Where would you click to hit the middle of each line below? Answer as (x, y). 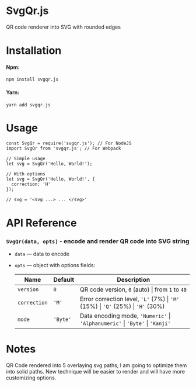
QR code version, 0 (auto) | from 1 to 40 (133, 289)
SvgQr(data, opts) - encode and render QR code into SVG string (98, 241)
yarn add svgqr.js (28, 105)
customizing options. (31, 378)
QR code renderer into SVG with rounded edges (64, 27)
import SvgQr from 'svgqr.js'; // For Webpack (64, 148)
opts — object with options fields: (55, 265)
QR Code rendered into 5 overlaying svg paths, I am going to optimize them (97, 365)
